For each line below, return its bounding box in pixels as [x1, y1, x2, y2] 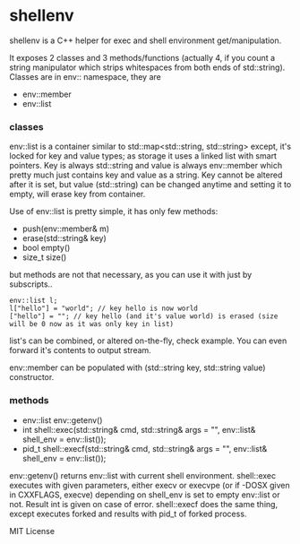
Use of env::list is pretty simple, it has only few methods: [9, 206, 219, 217]
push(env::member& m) [21, 223, 110, 234]
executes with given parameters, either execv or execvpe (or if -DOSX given [9, 479, 290, 490]
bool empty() [21, 243, 71, 254]
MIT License [9, 525, 56, 536]
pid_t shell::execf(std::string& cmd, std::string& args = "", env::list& [21, 443, 268, 453]
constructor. [9, 372, 55, 383]
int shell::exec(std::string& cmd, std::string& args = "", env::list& [21, 424, 256, 435]
